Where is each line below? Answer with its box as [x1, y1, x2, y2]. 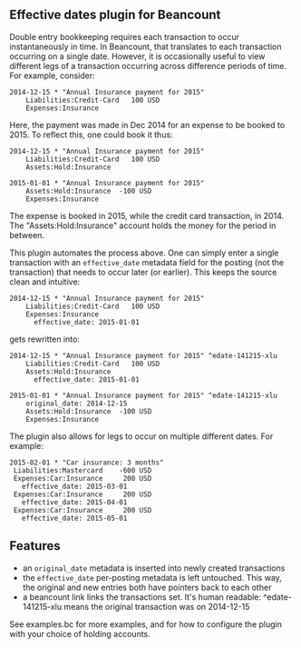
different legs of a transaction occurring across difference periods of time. [9, 60, 287, 71]
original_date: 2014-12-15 [25, 399, 128, 408]
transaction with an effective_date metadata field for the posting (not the [9, 256, 284, 267]
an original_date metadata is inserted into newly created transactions [22, 563, 286, 573]
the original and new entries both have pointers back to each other [22, 582, 272, 593]
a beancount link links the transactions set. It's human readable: [22, 591, 261, 603]
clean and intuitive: [9, 276, 81, 287]
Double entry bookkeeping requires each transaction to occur [9, 31, 240, 42]
